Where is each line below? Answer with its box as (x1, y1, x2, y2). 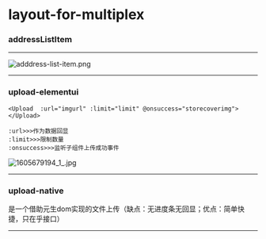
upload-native (8, 185, 64, 196)
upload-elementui (8, 87, 79, 98)
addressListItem (8, 34, 73, 45)
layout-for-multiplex (8, 6, 145, 24)
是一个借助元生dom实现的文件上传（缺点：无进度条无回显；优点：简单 (8, 204, 238, 214)
